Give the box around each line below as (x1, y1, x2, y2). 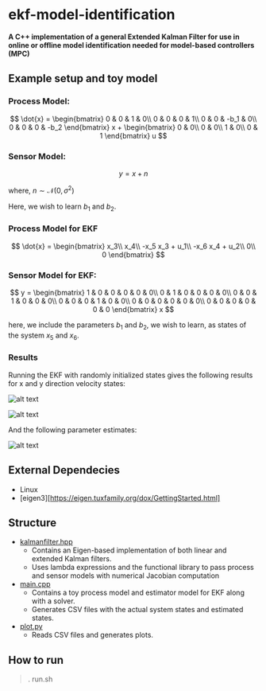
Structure (8, 516, 57, 530)
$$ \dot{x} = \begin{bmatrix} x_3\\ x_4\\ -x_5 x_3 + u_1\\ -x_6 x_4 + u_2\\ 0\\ (10, 241, 256, 251)
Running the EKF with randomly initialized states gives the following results (8, 370, 253, 380)
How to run (8, 653, 64, 666)
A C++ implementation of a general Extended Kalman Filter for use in (8, 32, 240, 41)
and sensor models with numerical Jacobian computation (31, 571, 220, 580)
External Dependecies (8, 463, 121, 477)
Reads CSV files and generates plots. (31, 630, 153, 640)
